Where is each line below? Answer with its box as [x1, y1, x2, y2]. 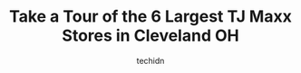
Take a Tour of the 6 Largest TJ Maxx [8, 6, 293, 27]
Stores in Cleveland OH [61, 25, 240, 46]
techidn [136, 55, 165, 66]
